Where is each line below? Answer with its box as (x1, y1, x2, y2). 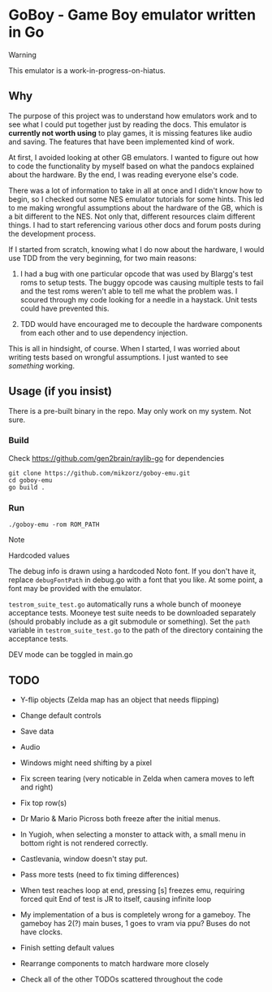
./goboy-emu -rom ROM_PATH (8, 520, 100, 529)
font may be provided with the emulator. (8, 584, 142, 594)
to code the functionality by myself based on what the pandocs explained (8, 161, 254, 171)
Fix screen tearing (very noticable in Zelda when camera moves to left (19, 773, 255, 783)
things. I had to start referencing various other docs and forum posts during (8, 220, 261, 229)
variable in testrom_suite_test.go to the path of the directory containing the (8, 625, 264, 635)
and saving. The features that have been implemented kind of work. (8, 137, 235, 146)
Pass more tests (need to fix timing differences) (19, 869, 180, 879)
